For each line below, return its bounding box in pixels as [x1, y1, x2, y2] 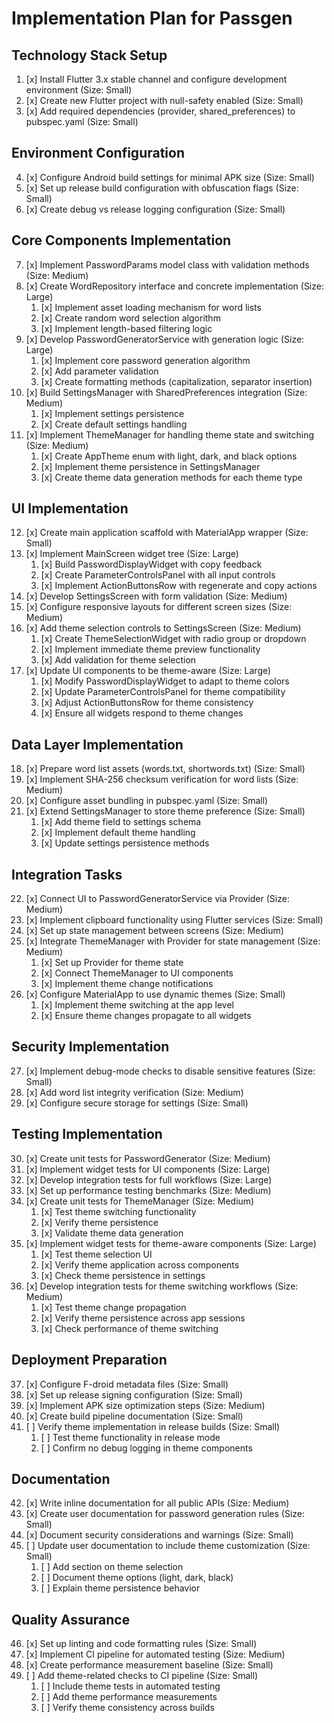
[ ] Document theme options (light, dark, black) [40, 1572, 234, 1584]
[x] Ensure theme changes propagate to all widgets [40, 1010, 252, 1022]
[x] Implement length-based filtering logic [40, 322, 213, 334]
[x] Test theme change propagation [40, 1301, 187, 1313]
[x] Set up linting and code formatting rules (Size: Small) [25, 1638, 258, 1650]
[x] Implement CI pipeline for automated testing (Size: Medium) [25, 1648, 286, 1661]
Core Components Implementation [11, 232, 232, 249]
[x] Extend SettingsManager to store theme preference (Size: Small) [25, 805, 306, 817]
